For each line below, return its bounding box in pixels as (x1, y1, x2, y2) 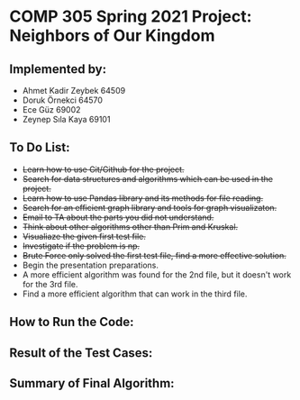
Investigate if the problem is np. (22, 241, 141, 251)
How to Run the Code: (9, 314, 134, 330)
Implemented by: (9, 61, 106, 77)
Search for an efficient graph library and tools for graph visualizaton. (22, 202, 277, 213)
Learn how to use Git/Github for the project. (22, 164, 185, 175)
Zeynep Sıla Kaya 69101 (22, 114, 111, 124)
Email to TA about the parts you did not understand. (22, 212, 214, 223)
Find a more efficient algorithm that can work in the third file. (22, 288, 248, 299)
